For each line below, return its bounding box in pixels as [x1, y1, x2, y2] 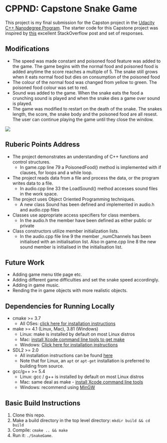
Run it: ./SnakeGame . [12, 432, 53, 438]
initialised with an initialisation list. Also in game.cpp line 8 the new [19, 238, 156, 244]
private [19, 222, 35, 228]
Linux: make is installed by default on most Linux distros [19, 331, 135, 337]
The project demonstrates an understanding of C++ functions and [12, 153, 149, 159]
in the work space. [19, 190, 58, 196]
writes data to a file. [12, 180, 53, 186]
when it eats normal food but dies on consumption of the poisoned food [12, 73, 161, 80]
